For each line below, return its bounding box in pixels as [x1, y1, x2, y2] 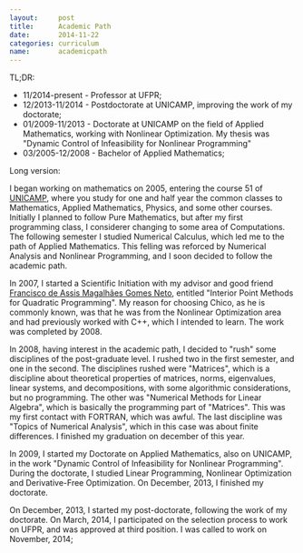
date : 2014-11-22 [9, 30, 100, 39]
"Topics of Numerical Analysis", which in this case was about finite [9, 421, 259, 432]
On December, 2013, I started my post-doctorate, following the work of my [9, 505, 288, 516]
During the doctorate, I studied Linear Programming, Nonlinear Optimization [9, 468, 292, 478]
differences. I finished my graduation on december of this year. [9, 431, 245, 442]
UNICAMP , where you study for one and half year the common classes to [9, 193, 283, 204]
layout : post [9, 13, 75, 23]
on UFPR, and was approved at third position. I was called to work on [9, 524, 268, 535]
